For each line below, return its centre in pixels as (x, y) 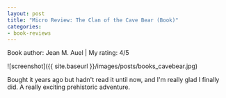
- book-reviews (29, 33)
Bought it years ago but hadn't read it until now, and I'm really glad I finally (113, 80)
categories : (24, 26)
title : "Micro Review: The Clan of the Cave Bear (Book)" (93, 20)
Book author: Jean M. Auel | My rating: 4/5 (68, 53)
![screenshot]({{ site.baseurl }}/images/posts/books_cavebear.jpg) (103, 66)
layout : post (26, 14)
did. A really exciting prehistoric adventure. (69, 87)
